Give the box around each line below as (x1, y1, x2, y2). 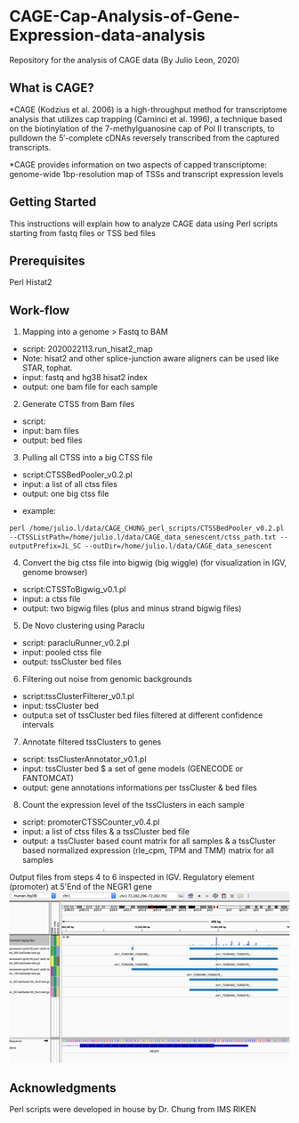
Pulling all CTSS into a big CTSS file (21, 452, 153, 463)
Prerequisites (9, 253, 85, 268)
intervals (21, 720, 54, 730)
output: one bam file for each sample (21, 381, 158, 393)
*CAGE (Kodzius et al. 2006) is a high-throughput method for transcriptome (9, 104, 287, 115)
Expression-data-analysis (9, 25, 206, 45)
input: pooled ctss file (21, 647, 102, 658)
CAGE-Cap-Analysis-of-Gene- (9, 6, 240, 27)
